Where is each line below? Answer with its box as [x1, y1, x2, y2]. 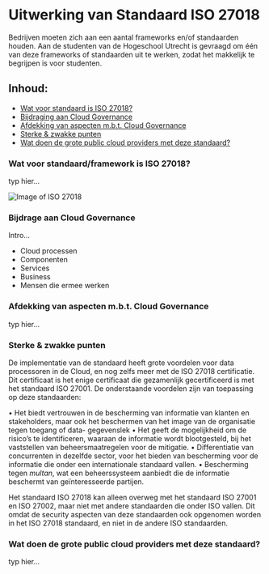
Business [19, 272, 51, 282]
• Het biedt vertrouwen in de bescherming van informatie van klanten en [8, 407, 250, 418]
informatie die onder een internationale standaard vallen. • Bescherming [8, 459, 249, 469]
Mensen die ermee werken [19, 281, 110, 291]
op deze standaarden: [8, 392, 82, 402]
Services [19, 263, 50, 273]
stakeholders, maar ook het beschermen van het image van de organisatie [8, 416, 256, 426]
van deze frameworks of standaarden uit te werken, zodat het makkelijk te [8, 49, 255, 59]
